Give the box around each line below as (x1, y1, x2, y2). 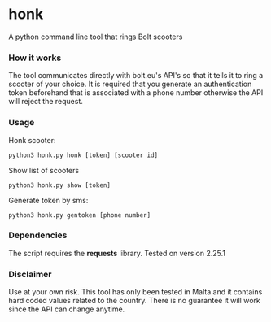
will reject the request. (8, 97, 84, 107)
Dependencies (8, 229, 68, 241)
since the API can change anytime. (8, 304, 125, 314)
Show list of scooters (8, 165, 80, 175)
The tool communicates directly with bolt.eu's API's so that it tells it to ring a (8, 71, 264, 80)
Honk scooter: (8, 135, 56, 145)
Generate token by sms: (8, 195, 89, 205)
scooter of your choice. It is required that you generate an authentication (8, 79, 252, 89)
